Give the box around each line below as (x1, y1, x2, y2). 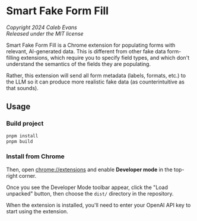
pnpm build (6, 138, 33, 145)
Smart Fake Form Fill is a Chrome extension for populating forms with (6, 41, 176, 49)
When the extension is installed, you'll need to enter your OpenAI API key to (6, 201, 191, 209)
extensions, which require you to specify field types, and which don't (20, 54, 190, 61)
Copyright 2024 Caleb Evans (6, 24, 77, 31)
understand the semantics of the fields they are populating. (6, 60, 151, 68)
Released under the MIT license (6, 30, 84, 37)
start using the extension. (6, 207, 68, 214)
